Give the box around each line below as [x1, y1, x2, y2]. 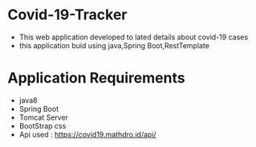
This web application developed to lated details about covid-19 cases [18, 32, 249, 42]
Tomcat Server [18, 112, 69, 122]
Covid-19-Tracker [7, 6, 128, 24]
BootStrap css [18, 120, 67, 130]
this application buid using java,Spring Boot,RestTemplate [18, 40, 210, 50]
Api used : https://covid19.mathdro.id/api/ [18, 129, 157, 139]
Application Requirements [7, 69, 185, 88]
